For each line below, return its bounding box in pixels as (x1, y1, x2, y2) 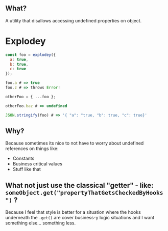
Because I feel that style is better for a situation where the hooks (5, 209, 141, 215)
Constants (12, 155, 35, 162)
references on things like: (5, 146, 59, 152)
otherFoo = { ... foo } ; (5, 94, 56, 99)
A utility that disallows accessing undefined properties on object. (5, 17, 142, 23)
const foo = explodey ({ (5, 52, 56, 57)
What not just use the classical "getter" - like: (5, 181, 154, 190)
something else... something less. (5, 220, 76, 226)
